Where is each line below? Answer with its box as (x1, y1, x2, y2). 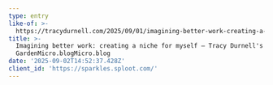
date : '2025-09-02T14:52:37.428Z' (8, 57, 126, 66)
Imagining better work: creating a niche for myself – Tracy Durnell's (15, 42, 264, 50)
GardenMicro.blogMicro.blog (15, 49, 111, 57)
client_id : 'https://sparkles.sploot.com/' (8, 65, 158, 73)
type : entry (8, 11, 49, 20)
